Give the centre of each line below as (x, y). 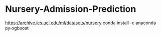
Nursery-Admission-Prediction (71, 9)
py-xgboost (17, 28)
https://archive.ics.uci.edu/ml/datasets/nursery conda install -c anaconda (80, 23)
